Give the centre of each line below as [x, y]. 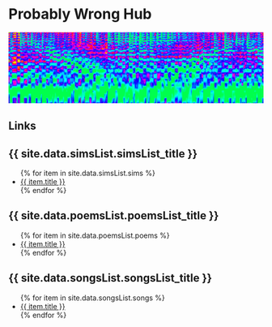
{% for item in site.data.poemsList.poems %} [95, 235]
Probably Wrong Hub [80, 14]
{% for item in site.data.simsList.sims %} [87, 173]
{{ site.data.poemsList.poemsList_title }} [114, 216]
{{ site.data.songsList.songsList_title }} [110, 278]
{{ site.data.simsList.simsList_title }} [103, 154]
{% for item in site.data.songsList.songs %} [93, 298]
